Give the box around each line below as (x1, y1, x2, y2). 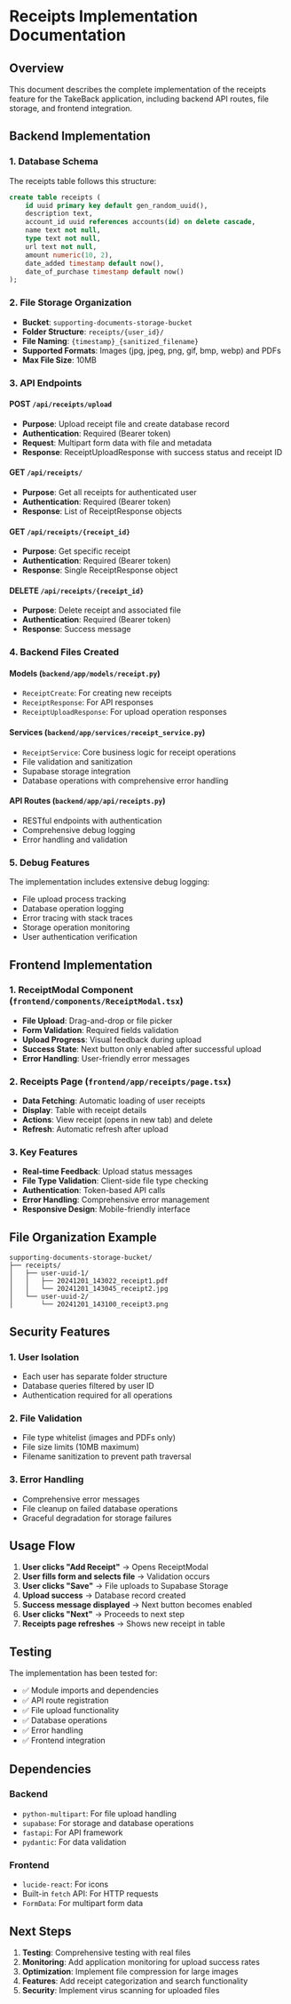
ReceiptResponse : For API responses (21, 697, 153, 708)
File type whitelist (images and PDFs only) (21, 1432, 176, 1443)
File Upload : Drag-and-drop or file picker (21, 1015, 173, 1026)
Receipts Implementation (9, 6, 198, 27)
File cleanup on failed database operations (21, 1503, 178, 1513)
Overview (9, 60, 65, 76)
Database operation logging (21, 903, 124, 914)
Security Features (9, 1324, 111, 1339)
